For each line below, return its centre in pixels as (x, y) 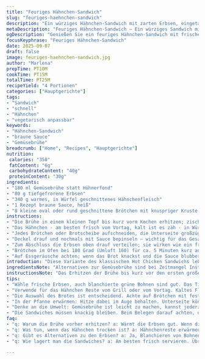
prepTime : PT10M (27, 69)
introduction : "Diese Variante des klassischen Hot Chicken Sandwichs (98, 262)
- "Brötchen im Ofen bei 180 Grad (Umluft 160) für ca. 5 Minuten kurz (99, 250)
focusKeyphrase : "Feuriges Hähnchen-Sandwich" (67, 40)
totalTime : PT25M (28, 80)
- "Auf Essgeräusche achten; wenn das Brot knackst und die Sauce (92, 256)
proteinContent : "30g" (38, 177)
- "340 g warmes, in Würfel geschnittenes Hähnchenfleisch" (85, 199)
